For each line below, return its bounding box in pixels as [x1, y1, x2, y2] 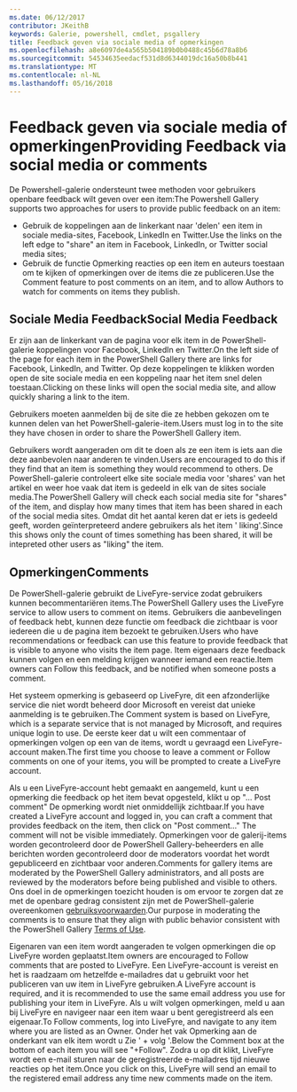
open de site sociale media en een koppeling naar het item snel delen [9, 373, 262, 384]
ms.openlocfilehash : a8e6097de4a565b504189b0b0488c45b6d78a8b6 [9, 46, 248, 55]
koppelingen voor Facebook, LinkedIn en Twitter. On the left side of [35, 345, 279, 355]
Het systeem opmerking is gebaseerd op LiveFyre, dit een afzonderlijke [9, 690, 270, 701]
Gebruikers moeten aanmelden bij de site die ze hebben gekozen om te [9, 409, 270, 419]
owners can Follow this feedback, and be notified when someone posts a [9, 664, 277, 675]
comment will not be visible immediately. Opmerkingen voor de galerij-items [9, 830, 287, 840]
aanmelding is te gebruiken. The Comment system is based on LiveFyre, [9, 709, 270, 720]
